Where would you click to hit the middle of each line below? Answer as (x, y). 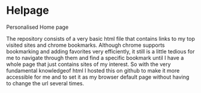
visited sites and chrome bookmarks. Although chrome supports (85, 45)
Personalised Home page (37, 27)
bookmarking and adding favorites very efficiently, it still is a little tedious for (100, 51)
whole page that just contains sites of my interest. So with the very (88, 64)
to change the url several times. (45, 83)
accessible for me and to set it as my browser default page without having (98, 77)
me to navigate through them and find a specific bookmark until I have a (95, 58)
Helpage (28, 10)
